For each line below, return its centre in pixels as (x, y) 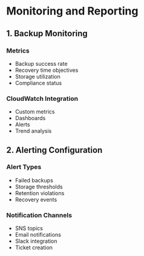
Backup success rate (41, 63)
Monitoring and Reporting (72, 11)
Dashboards (30, 118)
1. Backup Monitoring (47, 34)
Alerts (22, 124)
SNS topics (29, 228)
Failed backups (34, 180)
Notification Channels (39, 215)
